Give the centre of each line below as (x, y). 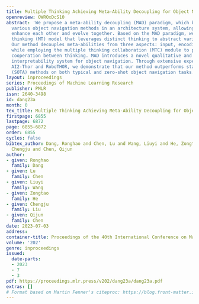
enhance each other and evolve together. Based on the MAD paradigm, (99, 34)
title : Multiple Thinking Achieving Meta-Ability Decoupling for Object (98, 12)
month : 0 (17, 105)
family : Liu (26, 210)
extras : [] (20, 287)
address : (17, 231)
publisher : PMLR (26, 89)
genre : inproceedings (33, 248)
